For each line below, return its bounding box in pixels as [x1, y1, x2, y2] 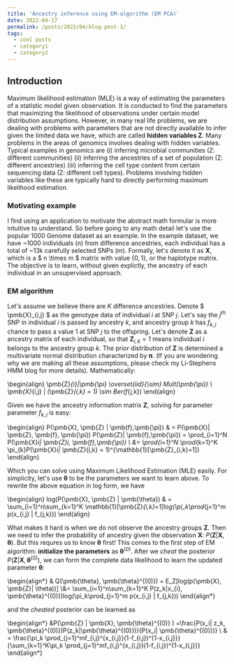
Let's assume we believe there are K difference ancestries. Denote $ [7, 302, 205, 310]
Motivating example [7, 200, 77, 210]
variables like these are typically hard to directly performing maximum [7, 176, 208, 184]
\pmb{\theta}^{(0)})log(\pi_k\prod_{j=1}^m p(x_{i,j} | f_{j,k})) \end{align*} [7, 591, 216, 600]
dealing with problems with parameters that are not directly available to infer [7, 123, 227, 132]
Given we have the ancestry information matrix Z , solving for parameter [7, 401, 213, 409]
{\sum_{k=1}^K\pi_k [7, 641, 64, 649]
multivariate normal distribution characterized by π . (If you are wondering [7, 351, 219, 359]
